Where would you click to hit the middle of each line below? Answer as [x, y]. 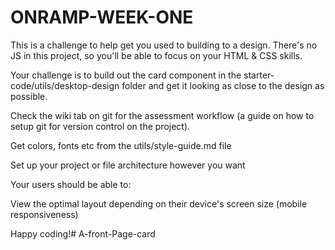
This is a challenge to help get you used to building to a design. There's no [164, 45]
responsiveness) [44, 214]
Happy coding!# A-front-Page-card [83, 233]
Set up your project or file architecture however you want [128, 165]
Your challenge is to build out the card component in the [126, 75]
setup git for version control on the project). [100, 126]
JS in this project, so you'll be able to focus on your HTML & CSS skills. [156, 55]
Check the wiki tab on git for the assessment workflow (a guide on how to [162, 115]
